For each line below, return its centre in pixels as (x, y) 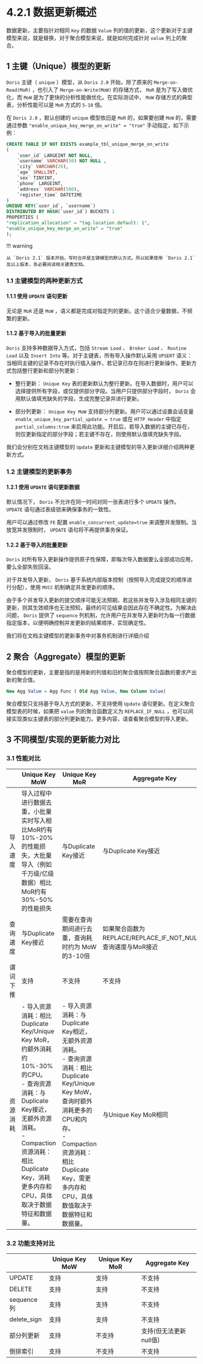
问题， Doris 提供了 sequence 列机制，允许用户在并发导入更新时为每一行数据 (101, 615)
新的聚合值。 (22, 680)
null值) (150, 1340)
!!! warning (20, 246)
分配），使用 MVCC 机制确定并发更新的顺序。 (65, 587)
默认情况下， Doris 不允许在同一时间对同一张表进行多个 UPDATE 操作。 (93, 502)
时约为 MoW (79, 947)
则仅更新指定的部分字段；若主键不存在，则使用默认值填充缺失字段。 (100, 434)
